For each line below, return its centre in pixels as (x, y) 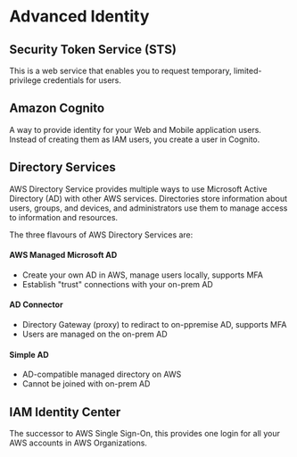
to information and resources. (64, 217)
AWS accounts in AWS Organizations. (78, 443)
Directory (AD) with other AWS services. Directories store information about (148, 198)
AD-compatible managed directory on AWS (102, 374)
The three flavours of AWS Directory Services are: (101, 235)
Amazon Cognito (57, 108)
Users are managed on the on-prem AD (95, 334)
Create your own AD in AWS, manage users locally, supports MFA (142, 275)
